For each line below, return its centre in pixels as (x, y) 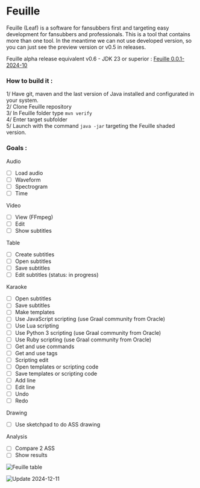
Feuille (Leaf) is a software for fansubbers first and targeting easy (88, 28)
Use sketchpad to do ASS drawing (58, 425)
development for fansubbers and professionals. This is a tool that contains (98, 34)
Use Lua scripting (37, 326)
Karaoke (17, 287)
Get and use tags (36, 353)
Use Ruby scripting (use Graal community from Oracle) (83, 340)
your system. (23, 100)
